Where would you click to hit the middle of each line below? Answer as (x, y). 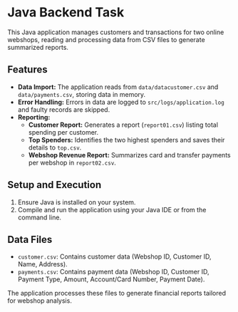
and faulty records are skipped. (64, 109)
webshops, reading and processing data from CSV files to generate (106, 39)
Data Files (30, 239)
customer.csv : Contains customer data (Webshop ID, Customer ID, (114, 256)
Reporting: (34, 117)
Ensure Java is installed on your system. (77, 202)
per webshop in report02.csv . (72, 162)
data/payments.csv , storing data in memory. (82, 94)
